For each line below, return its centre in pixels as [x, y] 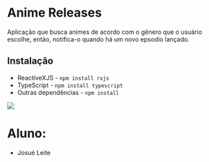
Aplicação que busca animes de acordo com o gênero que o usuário [105, 32]
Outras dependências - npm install [68, 92]
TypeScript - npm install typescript [70, 85]
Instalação [30, 61]
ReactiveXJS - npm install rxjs [63, 78]
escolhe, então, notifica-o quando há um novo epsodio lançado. [99, 39]
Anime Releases [55, 13]
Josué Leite [34, 152]
